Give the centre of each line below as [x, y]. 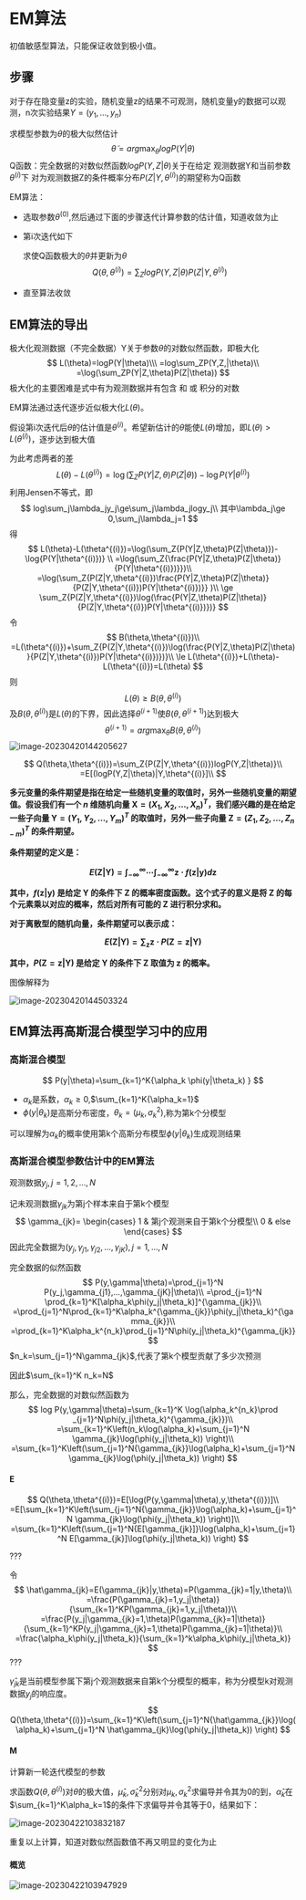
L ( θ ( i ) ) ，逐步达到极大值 [52, 438]
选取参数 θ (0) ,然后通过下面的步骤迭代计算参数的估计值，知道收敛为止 [151, 216]
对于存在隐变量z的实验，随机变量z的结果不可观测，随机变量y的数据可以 [144, 100]
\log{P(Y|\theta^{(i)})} [65, 559]
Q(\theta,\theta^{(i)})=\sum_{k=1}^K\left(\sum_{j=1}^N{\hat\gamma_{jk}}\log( [153, 1720]
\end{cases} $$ [153, 1231]
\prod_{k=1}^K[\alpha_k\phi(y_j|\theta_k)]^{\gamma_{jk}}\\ [153, 1302]
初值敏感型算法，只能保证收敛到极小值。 [85, 46]
